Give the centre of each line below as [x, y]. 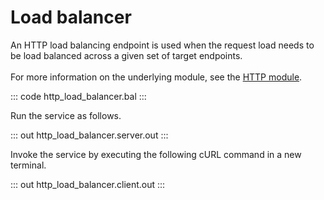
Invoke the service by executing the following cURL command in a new [156, 154]
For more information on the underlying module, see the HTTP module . [156, 77]
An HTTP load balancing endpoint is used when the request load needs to [162, 45]
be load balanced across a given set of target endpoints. [126, 55]
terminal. [28, 165]
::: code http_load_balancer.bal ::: [78, 96]
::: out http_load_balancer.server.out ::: [89, 135]
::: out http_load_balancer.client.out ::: [88, 184]
